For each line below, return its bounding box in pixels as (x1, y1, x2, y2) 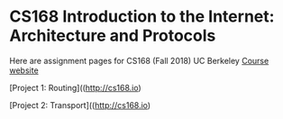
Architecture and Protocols (9, 25, 216, 46)
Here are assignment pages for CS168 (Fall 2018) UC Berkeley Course (9, 55, 269, 66)
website (9, 65, 39, 76)
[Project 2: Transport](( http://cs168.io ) (9, 99, 151, 110)
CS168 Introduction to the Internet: (9, 6, 275, 27)
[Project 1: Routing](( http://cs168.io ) (9, 82, 141, 93)
